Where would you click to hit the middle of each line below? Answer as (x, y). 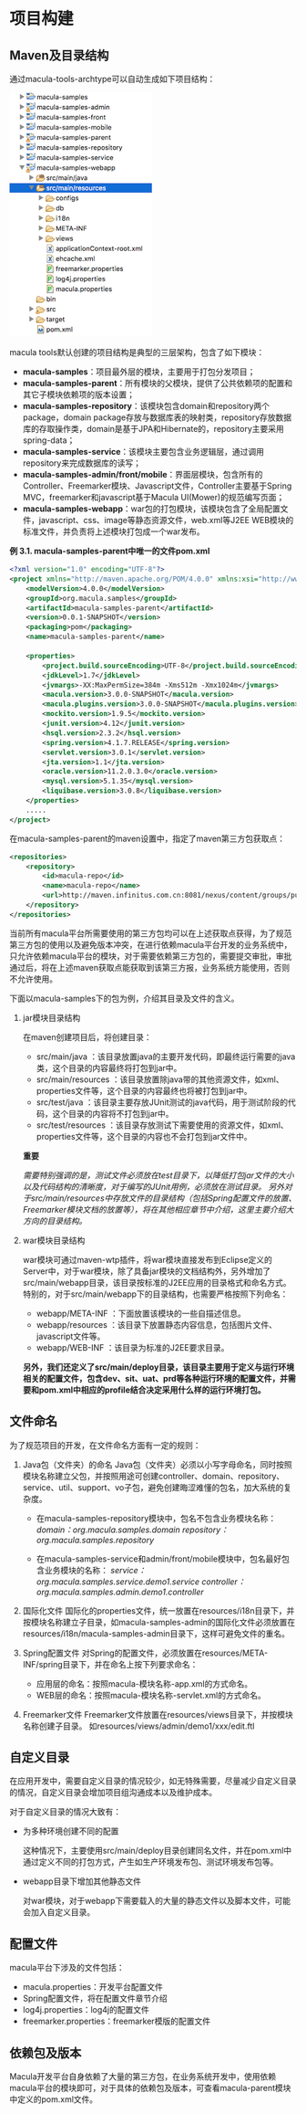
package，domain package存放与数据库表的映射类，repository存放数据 (157, 417)
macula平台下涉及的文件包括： (67, 1968)
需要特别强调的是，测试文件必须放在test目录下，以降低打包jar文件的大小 (158, 1175)
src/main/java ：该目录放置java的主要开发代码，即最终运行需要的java (166, 1057)
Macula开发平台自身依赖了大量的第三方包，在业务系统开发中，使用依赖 (143, 2077)
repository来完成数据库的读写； (82, 463)
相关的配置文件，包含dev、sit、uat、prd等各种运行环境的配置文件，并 (155, 1378)
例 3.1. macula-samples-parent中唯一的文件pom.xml (110, 551)
